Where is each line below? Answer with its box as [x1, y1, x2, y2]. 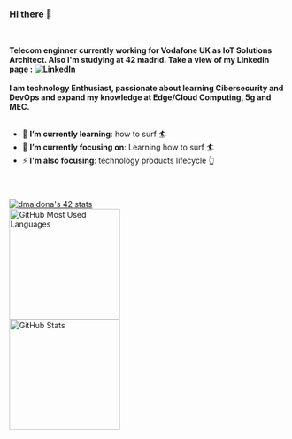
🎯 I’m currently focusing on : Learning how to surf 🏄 [21, 142, 214, 153]
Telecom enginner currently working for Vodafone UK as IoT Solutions [9, 45, 273, 56]
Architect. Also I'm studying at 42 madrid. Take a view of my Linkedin [9, 55, 270, 65]
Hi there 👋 [9, 8, 53, 20]
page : [9, 64, 34, 74]
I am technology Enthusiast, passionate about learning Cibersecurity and [9, 83, 284, 94]
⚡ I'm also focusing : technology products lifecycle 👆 [21, 155, 215, 166]
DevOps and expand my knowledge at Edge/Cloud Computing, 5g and [9, 92, 272, 103]
